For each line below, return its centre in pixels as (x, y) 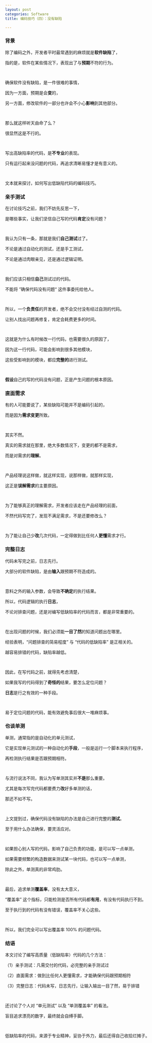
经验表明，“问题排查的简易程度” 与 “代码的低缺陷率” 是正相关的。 (70, 642)
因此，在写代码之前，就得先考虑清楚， (43, 672)
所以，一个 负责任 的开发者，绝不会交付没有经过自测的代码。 (65, 309)
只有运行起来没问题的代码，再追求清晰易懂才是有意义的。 (62, 163)
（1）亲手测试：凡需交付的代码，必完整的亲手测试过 (57, 965)
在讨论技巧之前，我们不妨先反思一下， (43, 208)
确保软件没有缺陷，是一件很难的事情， (43, 82)
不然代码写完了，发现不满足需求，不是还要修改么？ (56, 516)
